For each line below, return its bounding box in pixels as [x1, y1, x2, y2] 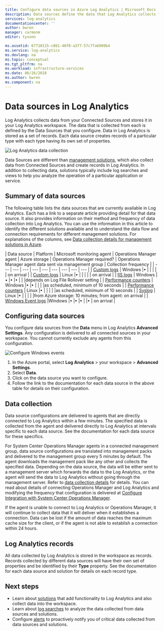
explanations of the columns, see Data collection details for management [5, 236, 152, 242]
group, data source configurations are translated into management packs [5, 448, 152, 454]
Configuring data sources [5, 312, 85, 320]
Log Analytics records [5, 539, 74, 548]
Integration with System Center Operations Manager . [5, 495, 111, 501]
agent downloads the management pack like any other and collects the [5, 459, 148, 464]
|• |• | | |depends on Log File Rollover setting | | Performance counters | [8, 277, 153, 283]
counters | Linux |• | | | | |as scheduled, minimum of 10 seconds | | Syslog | [5, 287, 156, 293]
